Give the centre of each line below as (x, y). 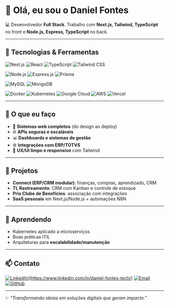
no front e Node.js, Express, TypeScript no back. (57, 32)
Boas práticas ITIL (31, 237)
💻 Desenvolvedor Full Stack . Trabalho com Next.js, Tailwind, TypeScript (82, 24)
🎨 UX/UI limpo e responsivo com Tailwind (56, 150)
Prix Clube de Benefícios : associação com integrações (70, 194)
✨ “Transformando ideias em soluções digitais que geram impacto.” (76, 298)
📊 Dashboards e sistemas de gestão (52, 137)
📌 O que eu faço (30, 114)
